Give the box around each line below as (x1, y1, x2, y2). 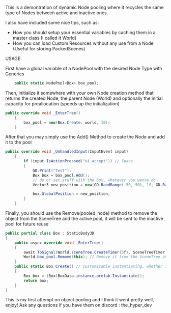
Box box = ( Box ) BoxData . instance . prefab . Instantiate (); (23, 273, 145, 278)
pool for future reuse (5, 221, 49, 227)
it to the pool (5, 139, 32, 146)
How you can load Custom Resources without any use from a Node (12, 40, 154, 46)
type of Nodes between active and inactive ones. (5, 10, 108, 16)
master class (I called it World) (12, 35, 77, 41)
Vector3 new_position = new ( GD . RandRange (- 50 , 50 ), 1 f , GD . (32, 182, 163, 187)
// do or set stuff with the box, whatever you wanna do (32, 178, 156, 183)
